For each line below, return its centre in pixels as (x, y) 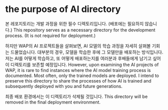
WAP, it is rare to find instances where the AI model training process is (78, 70)
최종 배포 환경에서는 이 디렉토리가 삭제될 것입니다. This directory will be (76, 96)
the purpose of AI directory (63, 9)
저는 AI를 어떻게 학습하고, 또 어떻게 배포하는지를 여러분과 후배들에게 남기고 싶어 (83, 58)
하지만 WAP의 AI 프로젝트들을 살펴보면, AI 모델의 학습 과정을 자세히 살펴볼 (78, 45)
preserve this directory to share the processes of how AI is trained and (78, 80)
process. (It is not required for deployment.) (51, 35)
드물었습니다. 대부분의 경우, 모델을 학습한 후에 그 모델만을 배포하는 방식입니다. (87, 52)
